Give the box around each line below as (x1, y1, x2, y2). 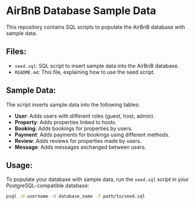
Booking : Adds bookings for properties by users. (14, 125, 133, 132)
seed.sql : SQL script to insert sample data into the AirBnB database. (14, 62, 179, 69)
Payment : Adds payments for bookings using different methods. (14, 131, 170, 138)
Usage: (6, 160, 33, 170)
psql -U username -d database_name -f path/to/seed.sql (6, 193, 145, 200)
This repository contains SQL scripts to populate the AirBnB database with (6, 23, 186, 30)
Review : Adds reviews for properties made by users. (14, 137, 142, 144)
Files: (6, 47, 26, 57)
